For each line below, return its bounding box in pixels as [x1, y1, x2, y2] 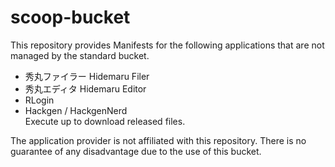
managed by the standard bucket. [10, 49, 150, 61]
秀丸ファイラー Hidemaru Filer [24, 70, 150, 82]
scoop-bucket [10, 6, 131, 29]
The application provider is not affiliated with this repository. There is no [10, 134, 307, 146]
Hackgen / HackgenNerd [24, 104, 128, 116]
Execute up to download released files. [24, 115, 186, 127]
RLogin [24, 94, 55, 106]
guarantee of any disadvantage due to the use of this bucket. [10, 145, 262, 157]
